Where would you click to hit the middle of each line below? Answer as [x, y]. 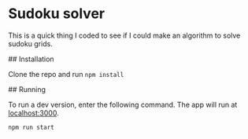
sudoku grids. [30, 43]
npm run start [31, 127]
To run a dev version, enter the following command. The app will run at [123, 104]
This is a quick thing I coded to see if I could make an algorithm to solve [124, 35]
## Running [27, 89]
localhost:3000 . [33, 113]
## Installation [31, 59]
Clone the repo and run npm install [66, 74]
